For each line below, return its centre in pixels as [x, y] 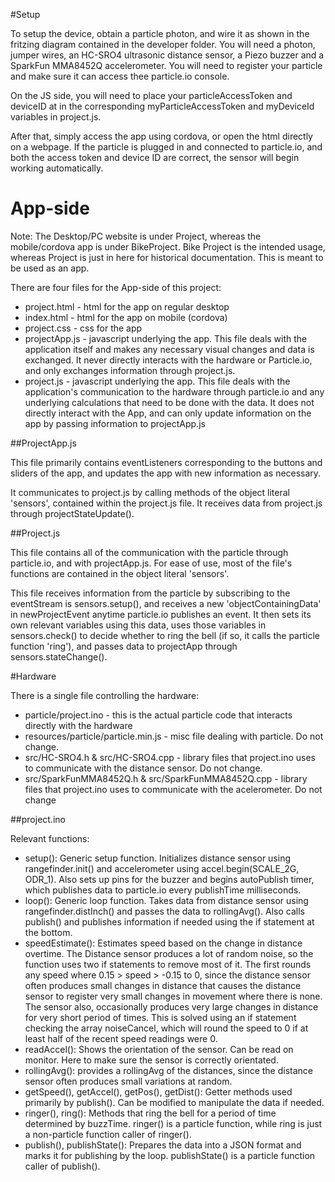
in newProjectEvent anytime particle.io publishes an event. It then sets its [161, 614]
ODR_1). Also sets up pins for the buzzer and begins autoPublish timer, [169, 879]
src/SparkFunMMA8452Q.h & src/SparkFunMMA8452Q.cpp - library [166, 778]
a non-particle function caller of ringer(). [108, 1134]
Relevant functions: [50, 838]
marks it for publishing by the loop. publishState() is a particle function [170, 1155]
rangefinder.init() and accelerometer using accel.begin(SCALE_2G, [162, 868]
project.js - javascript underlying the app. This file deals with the [157, 381]
